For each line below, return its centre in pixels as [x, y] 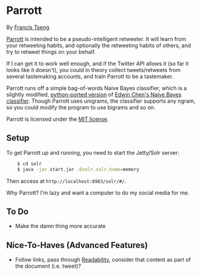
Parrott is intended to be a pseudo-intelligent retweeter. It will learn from [96, 39]
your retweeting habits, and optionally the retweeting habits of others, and [99, 45]
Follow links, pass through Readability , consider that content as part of [103, 260]
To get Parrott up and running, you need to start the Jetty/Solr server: [93, 152]
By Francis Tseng [28, 27]
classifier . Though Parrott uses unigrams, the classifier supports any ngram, [101, 101]
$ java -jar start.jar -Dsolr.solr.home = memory [78, 169]
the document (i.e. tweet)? [48, 266]
